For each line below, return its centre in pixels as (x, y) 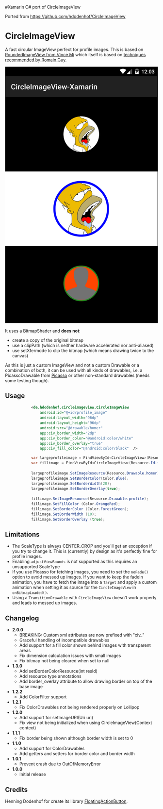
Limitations (22, 534)
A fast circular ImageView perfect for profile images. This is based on (74, 49)
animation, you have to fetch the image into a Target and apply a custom (84, 582)
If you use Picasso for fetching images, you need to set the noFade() (80, 572)
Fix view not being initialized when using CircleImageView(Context (86, 723)
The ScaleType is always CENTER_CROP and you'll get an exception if (82, 546)
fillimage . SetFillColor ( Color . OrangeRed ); (75, 504)
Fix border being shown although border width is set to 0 (76, 738)
